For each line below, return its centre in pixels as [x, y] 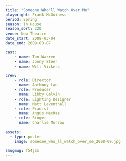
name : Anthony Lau [38, 85]
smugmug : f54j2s [22, 150]
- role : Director [33, 80]
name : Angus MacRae [39, 113]
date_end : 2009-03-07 [28, 43]
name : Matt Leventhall [43, 104]
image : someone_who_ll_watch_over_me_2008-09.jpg [68, 141]
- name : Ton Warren [35, 57]
